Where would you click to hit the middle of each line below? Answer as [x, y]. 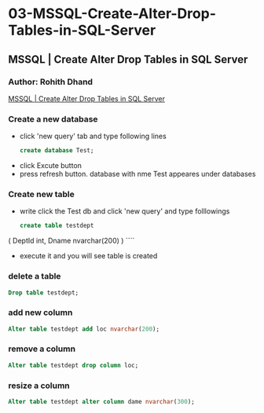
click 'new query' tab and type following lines [93, 136]
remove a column [42, 349]
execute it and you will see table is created [88, 256]
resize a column [39, 386]
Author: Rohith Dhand [50, 82]
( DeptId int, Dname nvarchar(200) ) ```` [71, 241]
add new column [40, 312]
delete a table [35, 276]
